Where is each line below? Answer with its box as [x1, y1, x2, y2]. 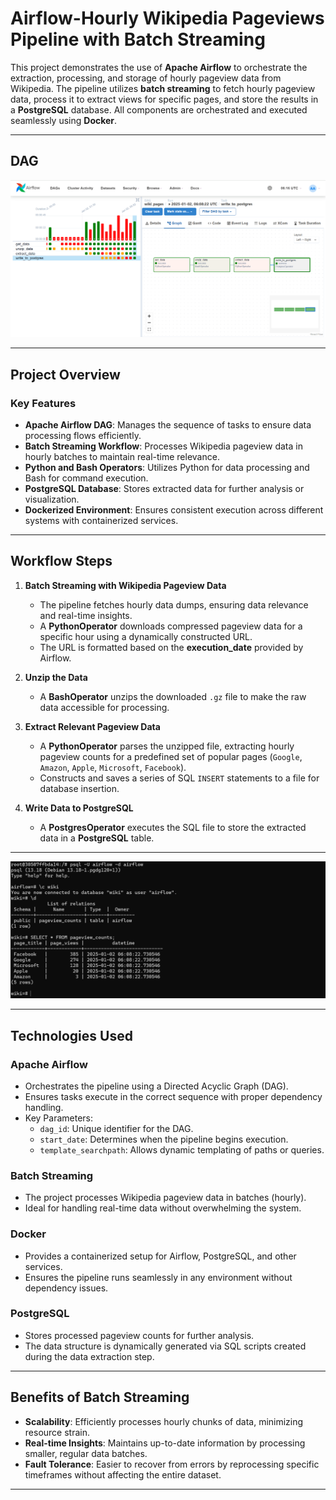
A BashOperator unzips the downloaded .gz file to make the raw [39, 690, 307, 702]
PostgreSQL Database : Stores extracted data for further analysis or [24, 482, 305, 494]
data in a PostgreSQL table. [39, 832, 155, 844]
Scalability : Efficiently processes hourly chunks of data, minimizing [24, 1415, 304, 1427]
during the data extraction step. [24, 1350, 155, 1362]
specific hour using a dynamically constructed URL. [39, 630, 253, 642]
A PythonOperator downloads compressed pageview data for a [39, 620, 303, 632]
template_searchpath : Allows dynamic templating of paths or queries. [39, 1143, 325, 1156]
